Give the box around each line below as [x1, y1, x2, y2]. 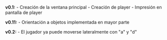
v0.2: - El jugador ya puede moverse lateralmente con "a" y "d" [5, 29, 137, 34]
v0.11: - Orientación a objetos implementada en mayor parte [5, 19, 130, 25]
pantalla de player [5, 9, 43, 15]
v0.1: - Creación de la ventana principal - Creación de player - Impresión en [5, 4, 162, 10]
